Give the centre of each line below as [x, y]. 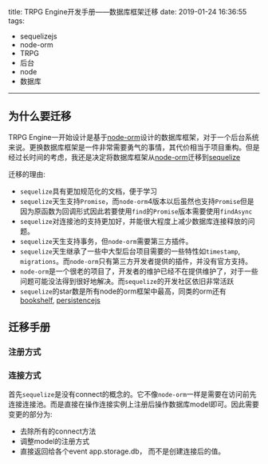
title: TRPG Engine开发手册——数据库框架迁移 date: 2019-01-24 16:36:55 [128, 12]
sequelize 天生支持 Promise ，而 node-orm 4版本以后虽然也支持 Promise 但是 [137, 201]
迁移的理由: [27, 174]
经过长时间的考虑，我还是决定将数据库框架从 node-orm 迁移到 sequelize [124, 157]
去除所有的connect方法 [58, 431]
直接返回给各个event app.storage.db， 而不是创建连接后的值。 [122, 451]
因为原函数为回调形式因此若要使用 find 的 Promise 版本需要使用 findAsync [136, 211]
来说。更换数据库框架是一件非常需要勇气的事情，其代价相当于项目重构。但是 [134, 147]
